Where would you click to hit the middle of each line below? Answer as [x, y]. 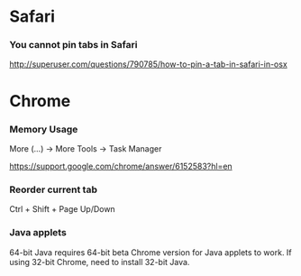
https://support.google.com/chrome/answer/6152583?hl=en [121, 166]
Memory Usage [44, 129]
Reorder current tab [53, 189]
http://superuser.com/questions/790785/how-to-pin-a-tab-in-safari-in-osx [149, 64]
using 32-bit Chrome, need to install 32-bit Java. [100, 262]
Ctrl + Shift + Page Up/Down [62, 209]
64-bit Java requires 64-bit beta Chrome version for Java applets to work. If [150, 252]
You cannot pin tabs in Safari [73, 45]
